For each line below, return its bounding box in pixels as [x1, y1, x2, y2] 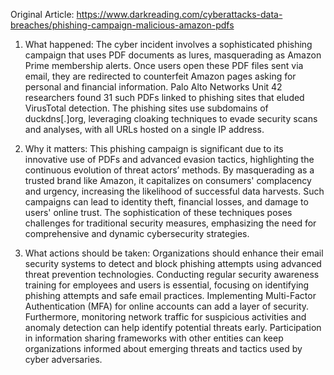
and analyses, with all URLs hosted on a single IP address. [24, 124, 265, 135]
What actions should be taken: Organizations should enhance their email [24, 247, 324, 259]
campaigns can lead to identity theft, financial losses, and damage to [24, 196, 309, 208]
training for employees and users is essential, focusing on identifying [24, 279, 310, 291]
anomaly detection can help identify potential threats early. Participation [24, 322, 322, 333]
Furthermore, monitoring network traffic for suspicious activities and [24, 311, 307, 323]
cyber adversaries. [24, 354, 103, 365]
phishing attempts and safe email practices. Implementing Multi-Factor [24, 290, 317, 301]
